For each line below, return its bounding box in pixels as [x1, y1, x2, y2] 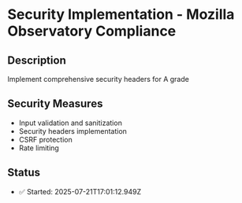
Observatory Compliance [7, 22, 177, 40]
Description [7, 54, 66, 67]
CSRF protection [18, 135, 73, 144]
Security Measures [7, 97, 103, 111]
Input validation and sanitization [18, 118, 123, 127]
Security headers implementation [18, 126, 128, 135]
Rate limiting [18, 143, 60, 153]
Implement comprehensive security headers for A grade [7, 75, 190, 83]
